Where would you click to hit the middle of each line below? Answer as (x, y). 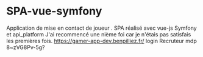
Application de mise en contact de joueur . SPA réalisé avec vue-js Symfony (101, 28)
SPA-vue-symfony (54, 11)
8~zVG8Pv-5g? (26, 47)
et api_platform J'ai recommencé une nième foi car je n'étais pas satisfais (99, 34)
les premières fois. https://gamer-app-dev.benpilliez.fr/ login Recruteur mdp (101, 41)
